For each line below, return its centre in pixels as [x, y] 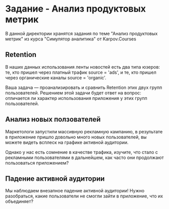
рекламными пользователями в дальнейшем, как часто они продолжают [84, 158]
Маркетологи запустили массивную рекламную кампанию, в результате [84, 131]
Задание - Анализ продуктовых [76, 9]
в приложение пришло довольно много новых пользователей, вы [76, 137]
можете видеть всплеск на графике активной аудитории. [67, 142]
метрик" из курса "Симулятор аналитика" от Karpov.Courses [71, 39]
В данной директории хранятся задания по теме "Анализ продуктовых [81, 33]
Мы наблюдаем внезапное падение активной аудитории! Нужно [75, 191]
